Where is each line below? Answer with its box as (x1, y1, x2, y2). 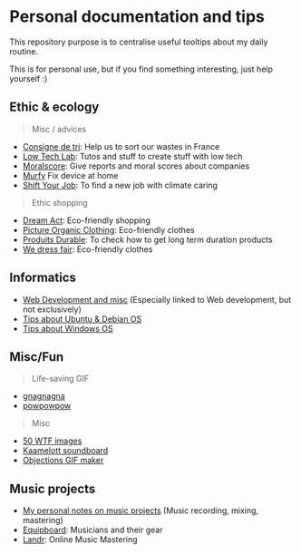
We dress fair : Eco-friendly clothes (22, 243, 153, 255)
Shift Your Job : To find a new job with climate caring (22, 180, 218, 190)
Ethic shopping (31, 197, 88, 208)
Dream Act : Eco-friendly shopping (22, 215, 151, 226)
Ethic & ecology (9, 100, 100, 115)
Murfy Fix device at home (22, 170, 119, 180)
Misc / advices (31, 123, 87, 134)
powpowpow (22, 401, 72, 412)
